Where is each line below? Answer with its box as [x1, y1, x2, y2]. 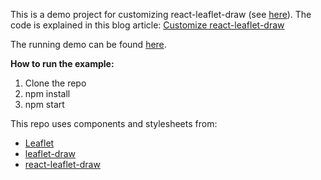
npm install [24, 88, 71, 99]
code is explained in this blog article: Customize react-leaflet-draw [10, 19, 285, 31]
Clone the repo [24, 77, 87, 89]
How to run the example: [10, 58, 115, 69]
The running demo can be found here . [10, 39, 167, 50]
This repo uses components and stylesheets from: [10, 118, 218, 129]
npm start [24, 99, 65, 110]
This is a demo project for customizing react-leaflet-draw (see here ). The [10, 9, 312, 20]
